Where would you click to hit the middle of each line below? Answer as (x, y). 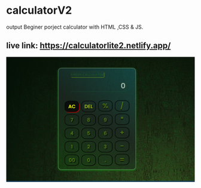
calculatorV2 (39, 10)
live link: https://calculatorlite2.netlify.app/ (89, 46)
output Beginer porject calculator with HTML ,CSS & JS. (75, 27)
